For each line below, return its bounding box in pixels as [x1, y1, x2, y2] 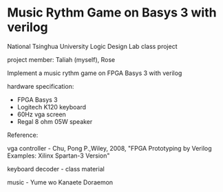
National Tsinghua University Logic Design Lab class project [7, 42, 178, 50]
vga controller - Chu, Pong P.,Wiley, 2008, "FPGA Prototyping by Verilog [7, 144, 212, 152]
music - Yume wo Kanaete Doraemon [7, 178, 114, 186]
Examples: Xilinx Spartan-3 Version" [7, 151, 110, 160]
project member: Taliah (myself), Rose [7, 55, 116, 63]
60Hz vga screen [17, 110, 67, 118]
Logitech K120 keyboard [17, 103, 87, 111]
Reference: [7, 131, 39, 139]
